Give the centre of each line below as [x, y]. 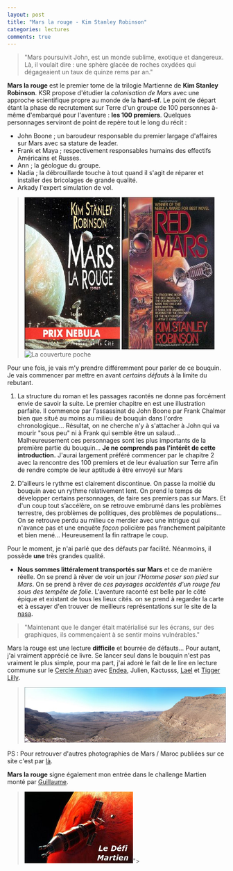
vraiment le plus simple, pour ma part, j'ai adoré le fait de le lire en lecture [112, 663]
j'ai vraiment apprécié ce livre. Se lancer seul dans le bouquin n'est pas [109, 656]
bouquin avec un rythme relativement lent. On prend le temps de [110, 491]
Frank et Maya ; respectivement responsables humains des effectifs [114, 151]
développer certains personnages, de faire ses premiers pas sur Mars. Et [121, 498]
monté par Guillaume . [38, 781]
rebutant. [20, 383]
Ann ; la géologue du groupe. [59, 165]
